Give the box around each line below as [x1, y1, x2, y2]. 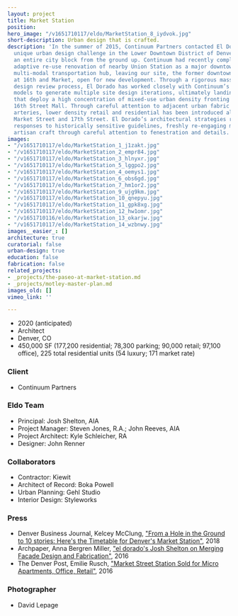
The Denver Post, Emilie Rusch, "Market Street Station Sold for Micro [17, 559, 219, 568]
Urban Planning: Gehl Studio [17, 488, 101, 496]
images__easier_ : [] [7, 227, 69, 234]
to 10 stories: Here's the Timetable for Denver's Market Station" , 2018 [17, 537, 220, 545]
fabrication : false [7, 261, 65, 268]
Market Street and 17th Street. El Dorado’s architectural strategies [13, 115, 227, 122]
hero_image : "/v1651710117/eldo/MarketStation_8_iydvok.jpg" [7, 30, 192, 38]
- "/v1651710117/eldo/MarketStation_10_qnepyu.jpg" [7, 195, 163, 202]
